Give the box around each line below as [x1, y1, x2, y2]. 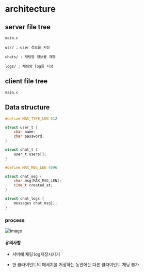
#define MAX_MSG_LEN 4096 [5, 165, 57, 170]
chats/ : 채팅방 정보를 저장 [5, 54, 56, 59]
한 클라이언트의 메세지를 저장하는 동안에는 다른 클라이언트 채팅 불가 [12, 262, 139, 268]
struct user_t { [5, 125, 38, 130]
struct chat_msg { [5, 174, 42, 179]
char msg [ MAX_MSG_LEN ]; [14, 179, 62, 183]
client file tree [5, 77, 48, 86]
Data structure [5, 103, 50, 111]
